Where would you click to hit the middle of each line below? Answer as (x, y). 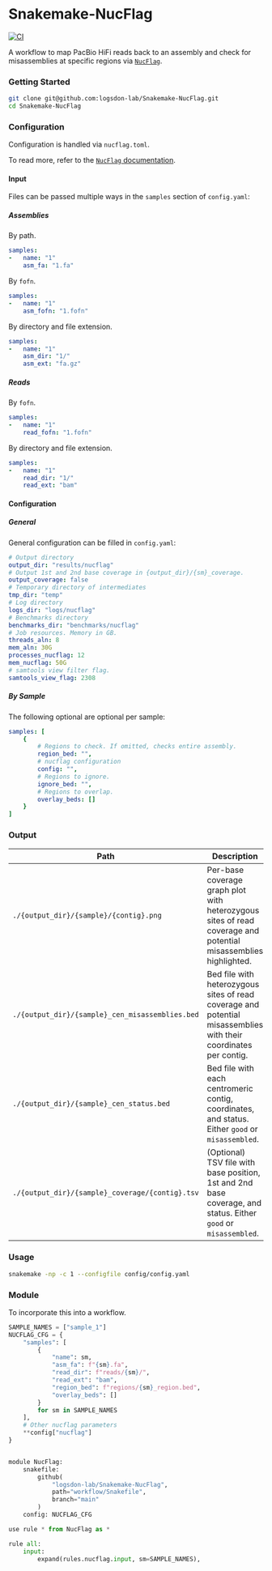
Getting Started (39, 82)
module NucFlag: (36, 1462)
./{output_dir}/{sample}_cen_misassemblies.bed (106, 1014)
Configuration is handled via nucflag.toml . (79, 145)
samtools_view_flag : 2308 (52, 678)
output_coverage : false (49, 580)
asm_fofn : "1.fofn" (56, 311)
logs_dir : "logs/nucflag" (52, 610)
